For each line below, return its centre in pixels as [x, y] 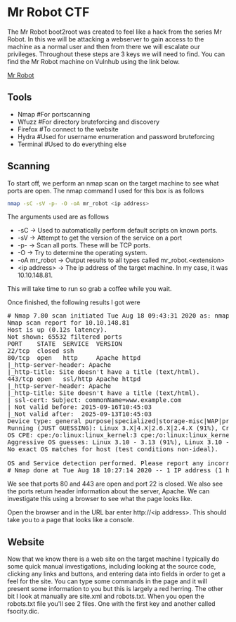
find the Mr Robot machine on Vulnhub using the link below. [94, 61]
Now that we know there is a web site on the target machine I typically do [113, 559]
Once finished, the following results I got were [74, 302]
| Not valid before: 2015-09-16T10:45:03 [80, 407]
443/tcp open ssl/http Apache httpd [74, 379]
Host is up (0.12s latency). [57, 330]
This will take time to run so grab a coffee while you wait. [90, 289]
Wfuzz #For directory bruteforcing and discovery [88, 122]
